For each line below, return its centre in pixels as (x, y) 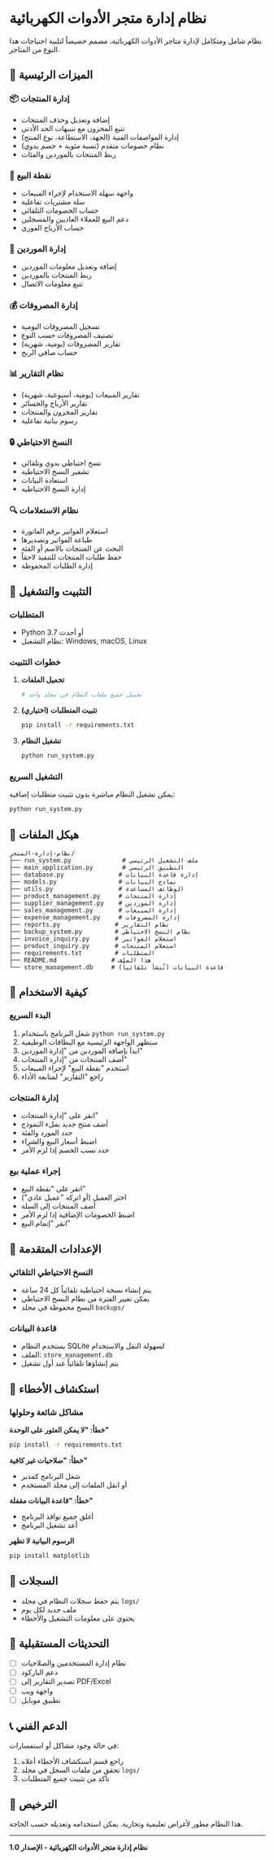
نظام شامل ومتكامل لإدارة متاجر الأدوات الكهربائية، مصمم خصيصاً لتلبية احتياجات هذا (136, 41)
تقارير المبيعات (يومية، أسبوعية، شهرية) (80, 394)
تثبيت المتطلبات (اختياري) (59, 710)
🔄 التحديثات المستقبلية (59, 1643)
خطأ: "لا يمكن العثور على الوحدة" (59, 1429)
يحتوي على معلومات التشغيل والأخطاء (78, 1618)
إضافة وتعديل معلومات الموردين (69, 266)
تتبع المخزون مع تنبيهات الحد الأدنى (73, 128)
